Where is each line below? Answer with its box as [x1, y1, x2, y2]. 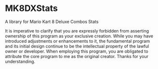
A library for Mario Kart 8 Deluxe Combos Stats [5, 19, 99, 24]
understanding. [5, 58, 35, 64]
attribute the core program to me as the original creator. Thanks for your [5, 53, 149, 59]
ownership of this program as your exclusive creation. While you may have [5, 33, 154, 39]
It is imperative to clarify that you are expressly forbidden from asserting [5, 28, 149, 34]
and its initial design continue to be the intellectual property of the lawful [5, 43, 149, 49]
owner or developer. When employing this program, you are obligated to [5, 48, 148, 54]
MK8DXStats [5, 3, 58, 14]
